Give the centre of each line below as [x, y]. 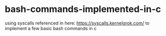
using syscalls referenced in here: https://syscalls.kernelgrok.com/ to [77, 23]
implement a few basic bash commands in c [51, 28]
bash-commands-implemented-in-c [83, 9]
